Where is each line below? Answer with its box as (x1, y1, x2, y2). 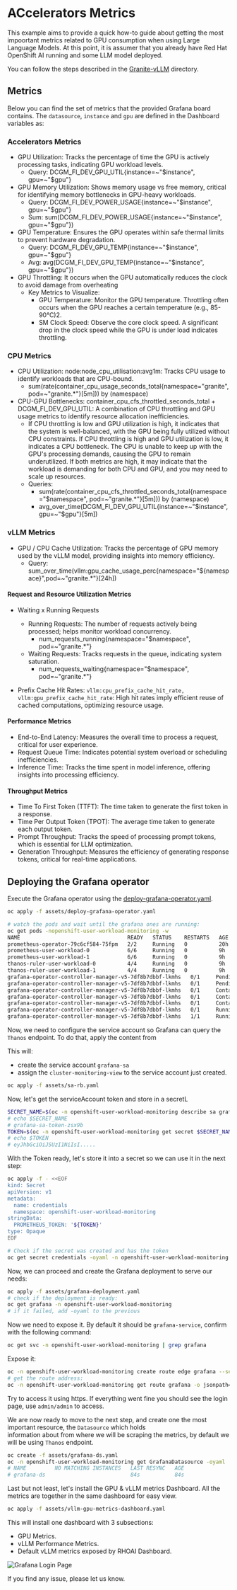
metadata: (7, 1195, 37, 1202)
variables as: (7, 119, 44, 127)
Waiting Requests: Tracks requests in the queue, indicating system (28, 649, 222, 658)
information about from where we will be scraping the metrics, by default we (7, 1430, 229, 1439)
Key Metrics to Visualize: (28, 288, 100, 297)
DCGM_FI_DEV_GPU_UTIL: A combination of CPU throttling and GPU (17, 405, 216, 413)
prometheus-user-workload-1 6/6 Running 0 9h (7, 954, 226, 961)
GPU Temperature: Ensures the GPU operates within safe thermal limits (17, 228, 224, 236)
